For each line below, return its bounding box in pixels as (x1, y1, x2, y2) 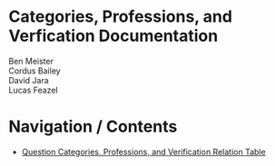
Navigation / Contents (8, 116, 178, 137)
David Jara (8, 74, 49, 85)
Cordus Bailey (8, 65, 61, 76)
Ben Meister (8, 55, 54, 66)
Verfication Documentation (8, 25, 219, 46)
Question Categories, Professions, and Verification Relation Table (21, 146, 266, 157)
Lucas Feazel (8, 84, 58, 95)
